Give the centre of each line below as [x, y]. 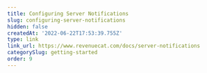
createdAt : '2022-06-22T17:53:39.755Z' [65, 33]
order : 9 [20, 59]
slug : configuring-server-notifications [67, 20]
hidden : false [28, 26]
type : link [23, 40]
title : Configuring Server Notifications [68, 14]
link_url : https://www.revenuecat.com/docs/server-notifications [104, 46]
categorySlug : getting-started [52, 53]
